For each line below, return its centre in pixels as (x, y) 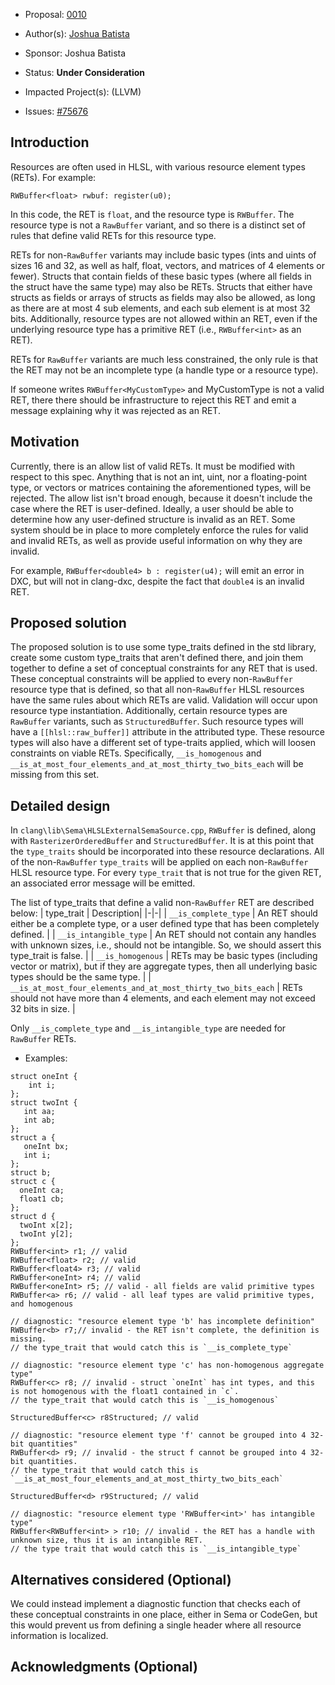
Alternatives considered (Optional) (121, 1579)
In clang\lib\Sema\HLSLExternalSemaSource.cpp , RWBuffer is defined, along (163, 830)
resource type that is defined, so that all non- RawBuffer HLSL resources (157, 690)
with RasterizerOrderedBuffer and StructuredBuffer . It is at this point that (162, 841)
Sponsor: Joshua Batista (75, 53)
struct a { (33, 1138)
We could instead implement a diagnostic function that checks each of (156, 1604)
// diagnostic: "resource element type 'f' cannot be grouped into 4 (158, 1435)
